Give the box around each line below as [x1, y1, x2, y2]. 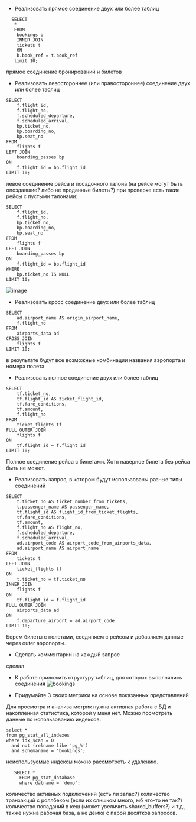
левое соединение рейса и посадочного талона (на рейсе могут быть [6, 180, 183, 187]
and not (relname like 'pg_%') [11, 743, 89, 749]
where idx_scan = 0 [6, 737, 54, 743]
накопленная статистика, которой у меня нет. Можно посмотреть [6, 710, 173, 716]
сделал [6, 662, 25, 669]
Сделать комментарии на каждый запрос [14, 651, 120, 658]
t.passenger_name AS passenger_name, [17, 504, 110, 510]
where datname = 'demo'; [19, 780, 81, 786]
